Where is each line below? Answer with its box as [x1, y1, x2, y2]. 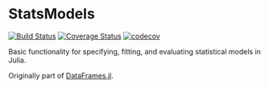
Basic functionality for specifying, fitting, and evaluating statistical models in [8, 46, 262, 56]
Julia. [8, 55, 27, 65]
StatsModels [8, 5, 95, 23]
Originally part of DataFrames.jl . [8, 70, 114, 80]
